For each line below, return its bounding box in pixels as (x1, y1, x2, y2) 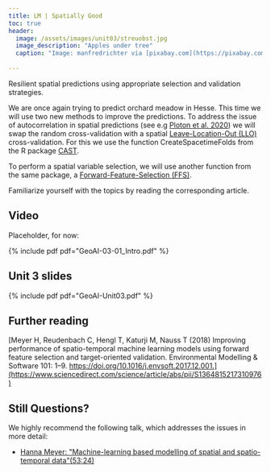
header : (8, 27, 35, 35)
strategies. (8, 87, 44, 97)
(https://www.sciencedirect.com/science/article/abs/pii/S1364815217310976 (8, 370, 262, 380)
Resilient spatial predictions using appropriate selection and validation (8, 78, 241, 89)
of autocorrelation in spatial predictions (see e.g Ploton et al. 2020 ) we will (8, 120, 256, 130)
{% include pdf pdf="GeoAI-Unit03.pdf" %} (8, 291, 153, 301)
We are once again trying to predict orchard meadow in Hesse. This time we (8, 102, 261, 113)
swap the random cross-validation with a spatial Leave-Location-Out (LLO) (8, 128, 257, 138)
